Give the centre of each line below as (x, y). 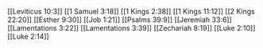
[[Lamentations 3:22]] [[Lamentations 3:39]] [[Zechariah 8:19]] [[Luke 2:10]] (131, 28)
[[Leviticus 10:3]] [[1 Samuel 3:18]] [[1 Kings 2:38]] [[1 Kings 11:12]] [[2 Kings (131, 11)
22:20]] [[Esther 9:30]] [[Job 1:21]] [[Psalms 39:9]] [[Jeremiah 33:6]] (120, 20)
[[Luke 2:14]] (28, 36)
